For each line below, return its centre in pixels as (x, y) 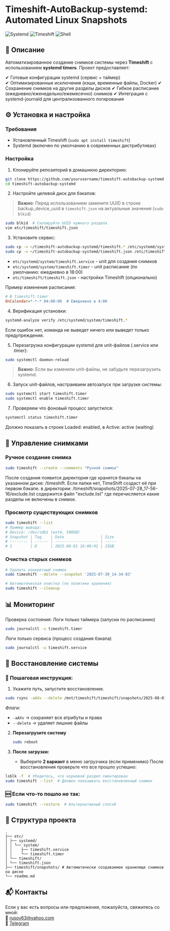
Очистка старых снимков (38, 559)
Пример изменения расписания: (40, 287)
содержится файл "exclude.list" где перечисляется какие (98, 494)
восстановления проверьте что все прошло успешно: (78, 767)
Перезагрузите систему (39, 733)
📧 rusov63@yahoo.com (30, 918)
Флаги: (13, 708)
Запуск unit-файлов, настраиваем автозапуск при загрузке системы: (87, 384)
